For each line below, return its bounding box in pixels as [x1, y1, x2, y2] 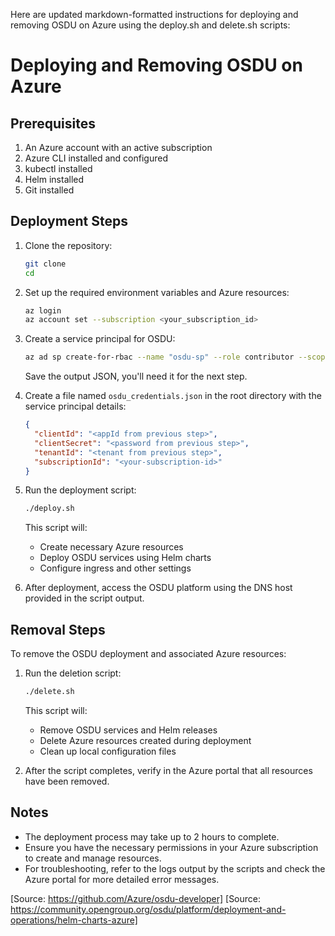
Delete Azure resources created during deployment [39, 735, 252, 746]
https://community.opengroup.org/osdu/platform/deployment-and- [10, 903, 287, 915]
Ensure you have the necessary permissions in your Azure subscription [24, 841, 319, 853]
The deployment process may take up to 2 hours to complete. [24, 830, 280, 843]
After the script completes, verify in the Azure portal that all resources [24, 765, 313, 776]
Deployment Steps [10, 213, 128, 230]
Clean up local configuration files [39, 745, 177, 757]
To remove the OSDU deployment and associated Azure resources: [10, 648, 287, 660]
